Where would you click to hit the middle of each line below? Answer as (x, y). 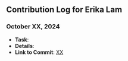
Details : (24, 46)
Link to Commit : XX (39, 52)
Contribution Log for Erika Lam (64, 10)
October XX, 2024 (33, 27)
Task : (22, 39)
